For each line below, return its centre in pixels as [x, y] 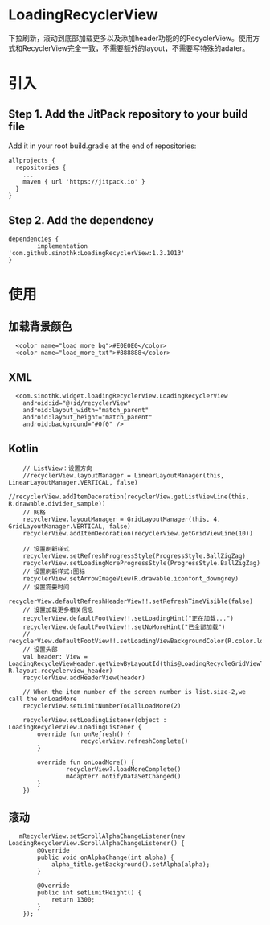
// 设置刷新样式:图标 [54, 572]
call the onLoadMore [43, 699]
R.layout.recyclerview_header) [61, 671]
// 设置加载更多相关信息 [58, 610]
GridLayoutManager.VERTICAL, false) [70, 527]
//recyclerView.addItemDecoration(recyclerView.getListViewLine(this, [129, 497]
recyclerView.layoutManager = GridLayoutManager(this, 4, [122, 520]
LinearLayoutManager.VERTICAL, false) [73, 483]
